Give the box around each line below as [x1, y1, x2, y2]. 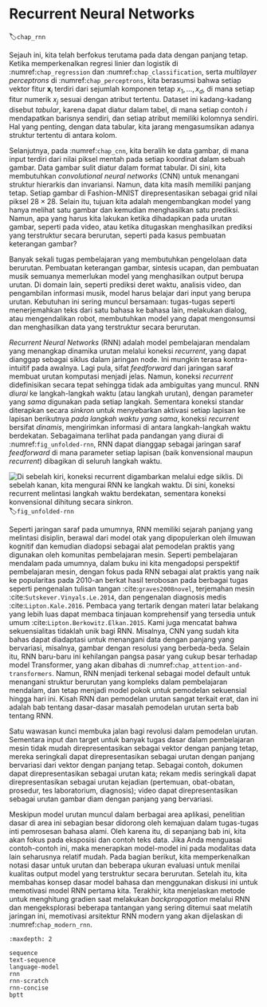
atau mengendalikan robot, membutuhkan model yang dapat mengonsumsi [9, 313, 256, 323]
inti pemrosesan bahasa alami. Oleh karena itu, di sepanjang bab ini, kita [9, 826, 246, 836]
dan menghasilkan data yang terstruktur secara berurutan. [9, 322, 201, 332]
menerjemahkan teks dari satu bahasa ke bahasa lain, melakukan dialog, [9, 305, 247, 315]
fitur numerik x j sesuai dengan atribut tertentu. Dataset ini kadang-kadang [9, 94, 252, 106]
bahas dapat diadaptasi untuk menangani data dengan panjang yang [9, 635, 234, 644]
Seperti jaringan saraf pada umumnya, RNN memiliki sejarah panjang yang [9, 524, 253, 534]
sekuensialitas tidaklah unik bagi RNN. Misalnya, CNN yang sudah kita [9, 626, 239, 635]
